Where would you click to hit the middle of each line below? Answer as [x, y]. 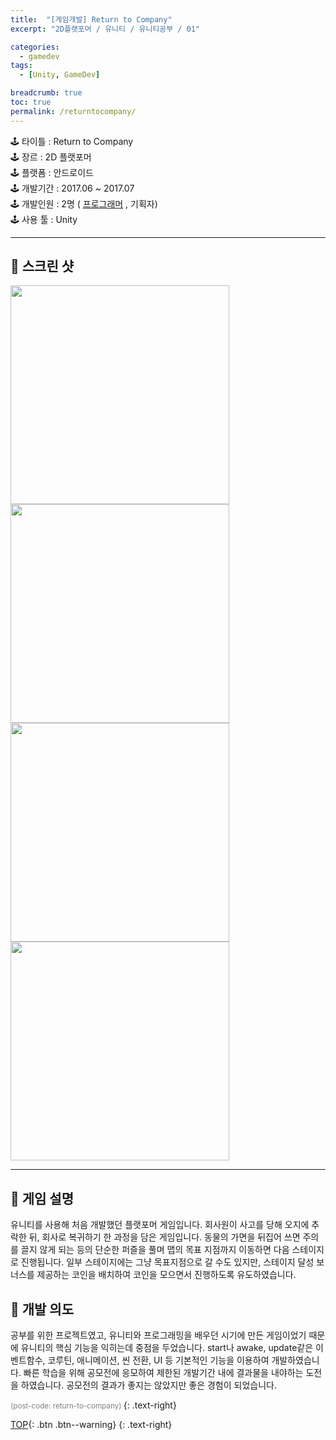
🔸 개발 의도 [42, 1309]
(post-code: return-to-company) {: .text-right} [93, 1405]
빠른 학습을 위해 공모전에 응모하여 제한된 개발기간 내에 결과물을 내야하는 [163, 1373]
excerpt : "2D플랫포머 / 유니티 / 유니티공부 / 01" [105, 29]
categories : [35, 47]
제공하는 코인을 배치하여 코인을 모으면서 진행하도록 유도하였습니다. [166, 1275]
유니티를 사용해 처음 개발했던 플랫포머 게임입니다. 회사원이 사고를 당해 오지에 [160, 1225]
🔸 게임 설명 [42, 1198]
